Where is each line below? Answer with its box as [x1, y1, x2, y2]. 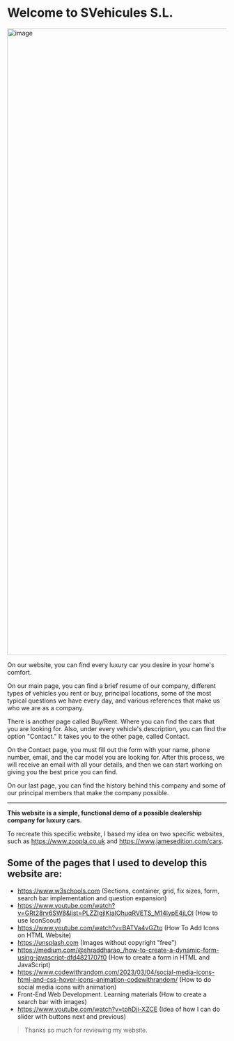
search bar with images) [17, 997, 87, 1005]
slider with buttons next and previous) [17, 1012, 127, 1021]
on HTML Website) [17, 931, 72, 939]
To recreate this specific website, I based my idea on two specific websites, [7, 829, 225, 838]
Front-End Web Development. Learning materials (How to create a [17, 990, 207, 999]
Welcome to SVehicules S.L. [7, 5, 173, 21]
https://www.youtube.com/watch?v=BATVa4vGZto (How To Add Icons [17, 923, 219, 932]
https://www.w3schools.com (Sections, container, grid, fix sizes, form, [17, 886, 220, 895]
